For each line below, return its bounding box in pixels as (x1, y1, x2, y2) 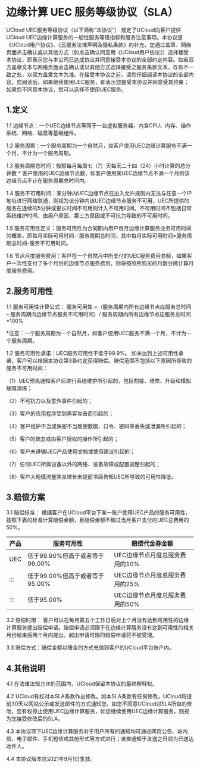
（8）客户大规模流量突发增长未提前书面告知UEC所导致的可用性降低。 (6, 473, 177, 480)
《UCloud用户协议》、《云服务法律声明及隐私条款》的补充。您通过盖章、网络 (6, 41, 192, 48)
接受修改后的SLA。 (16, 715, 64, 722)
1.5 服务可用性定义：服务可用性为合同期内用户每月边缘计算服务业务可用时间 (6, 224, 192, 232)
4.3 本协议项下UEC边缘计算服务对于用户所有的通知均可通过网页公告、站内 (6, 728, 188, 735)
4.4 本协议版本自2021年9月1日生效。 (6, 755, 96, 763)
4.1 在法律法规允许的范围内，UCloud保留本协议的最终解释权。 (6, 680, 158, 688)
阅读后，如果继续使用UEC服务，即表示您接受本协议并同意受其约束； (21, 78, 189, 85)
